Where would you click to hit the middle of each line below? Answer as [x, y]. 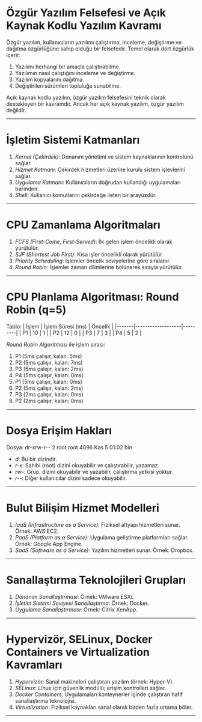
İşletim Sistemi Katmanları [73, 140]
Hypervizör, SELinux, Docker [79, 639]
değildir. [16, 110]
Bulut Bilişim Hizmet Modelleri [83, 508]
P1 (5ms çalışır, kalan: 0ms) [48, 381]
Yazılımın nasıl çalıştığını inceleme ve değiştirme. [75, 73]
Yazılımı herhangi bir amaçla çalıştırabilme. [68, 67]
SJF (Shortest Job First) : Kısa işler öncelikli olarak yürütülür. [89, 254]
